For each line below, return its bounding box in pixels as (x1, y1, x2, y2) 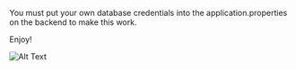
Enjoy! (9, 35, 33, 44)
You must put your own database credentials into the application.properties (9, 8, 288, 18)
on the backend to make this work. (9, 17, 137, 27)
